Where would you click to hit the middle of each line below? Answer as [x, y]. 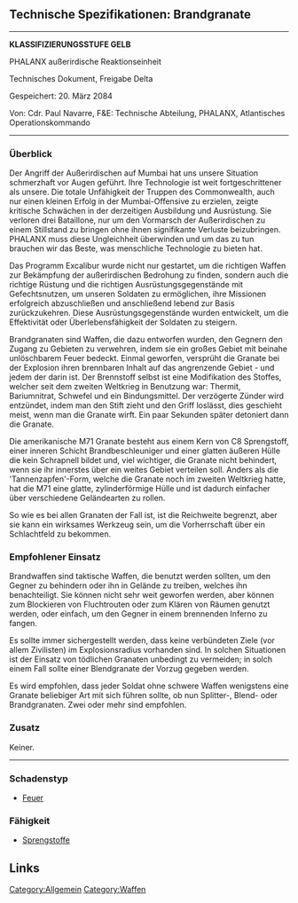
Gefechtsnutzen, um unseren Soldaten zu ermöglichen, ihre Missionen [138, 294]
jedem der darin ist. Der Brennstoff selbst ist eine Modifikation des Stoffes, [145, 377]
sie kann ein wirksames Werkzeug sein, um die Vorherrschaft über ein [137, 525]
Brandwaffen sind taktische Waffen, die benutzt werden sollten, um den [140, 577]
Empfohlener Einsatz [55, 557]
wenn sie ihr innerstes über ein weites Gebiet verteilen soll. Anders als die [144, 470]
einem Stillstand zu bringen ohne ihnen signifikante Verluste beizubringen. [145, 230]
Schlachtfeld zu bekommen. [60, 534]
